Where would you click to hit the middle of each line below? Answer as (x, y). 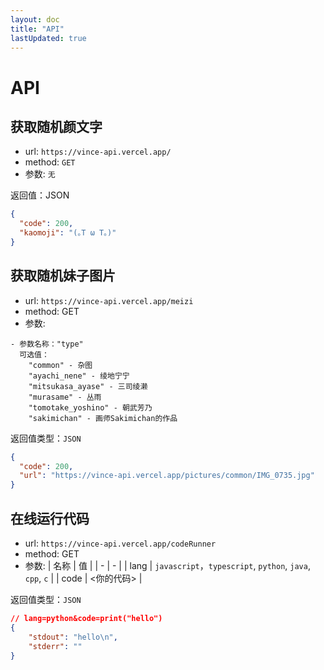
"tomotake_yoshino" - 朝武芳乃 (90, 407)
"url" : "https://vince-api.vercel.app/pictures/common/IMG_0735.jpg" (167, 476)
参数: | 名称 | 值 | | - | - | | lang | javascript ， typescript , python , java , (167, 565)
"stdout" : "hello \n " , (73, 637)
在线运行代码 (50, 518)
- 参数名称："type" (47, 344)
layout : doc (35, 19)
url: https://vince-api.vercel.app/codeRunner (120, 543)
